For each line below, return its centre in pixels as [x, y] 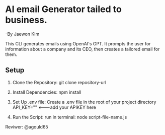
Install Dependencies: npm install [47, 92]
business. [26, 20]
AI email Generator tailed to [63, 9]
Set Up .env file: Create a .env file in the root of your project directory [84, 102]
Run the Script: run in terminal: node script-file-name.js [70, 117]
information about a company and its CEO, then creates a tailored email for [82, 49]
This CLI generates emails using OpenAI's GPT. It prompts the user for [78, 43]
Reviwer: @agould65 [27, 126]
